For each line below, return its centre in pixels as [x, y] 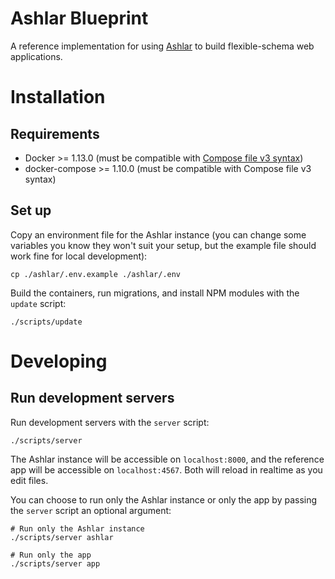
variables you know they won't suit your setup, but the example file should [163, 245]
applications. [36, 56]
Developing [59, 361]
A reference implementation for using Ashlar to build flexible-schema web [162, 46]
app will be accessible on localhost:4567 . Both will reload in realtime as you [166, 469]
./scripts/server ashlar [62, 537]
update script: [38, 303]
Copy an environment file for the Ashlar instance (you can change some [158, 234]
